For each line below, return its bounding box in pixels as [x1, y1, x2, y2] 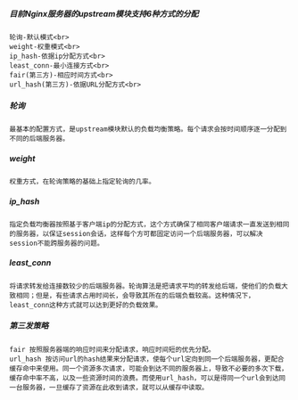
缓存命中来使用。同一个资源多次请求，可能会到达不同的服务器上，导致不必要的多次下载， [9, 363, 288, 373]
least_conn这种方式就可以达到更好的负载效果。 [9, 300, 162, 309]
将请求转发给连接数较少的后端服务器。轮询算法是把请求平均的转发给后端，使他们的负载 [9, 282, 282, 290]
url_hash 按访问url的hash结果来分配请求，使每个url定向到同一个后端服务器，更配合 [9, 355, 285, 363]
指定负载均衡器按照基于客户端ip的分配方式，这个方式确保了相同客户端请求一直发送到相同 [9, 219, 290, 229]
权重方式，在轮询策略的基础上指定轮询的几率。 [9, 176, 156, 186]
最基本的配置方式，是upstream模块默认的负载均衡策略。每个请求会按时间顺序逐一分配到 [9, 125, 287, 134]
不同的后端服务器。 [9, 134, 70, 143]
